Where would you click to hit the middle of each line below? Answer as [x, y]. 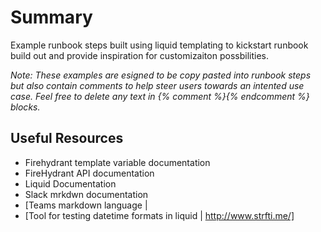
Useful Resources [67, 138]
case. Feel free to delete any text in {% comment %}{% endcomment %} [160, 96]
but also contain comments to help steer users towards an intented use [157, 85]
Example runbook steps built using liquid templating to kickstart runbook [159, 45]
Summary [51, 17]
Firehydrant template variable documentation [117, 162]
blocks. [25, 107]
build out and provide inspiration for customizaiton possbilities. [139, 55]
